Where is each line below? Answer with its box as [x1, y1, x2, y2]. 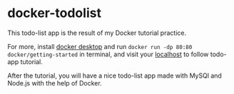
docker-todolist [7, 5, 102, 21]
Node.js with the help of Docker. [7, 78, 102, 87]
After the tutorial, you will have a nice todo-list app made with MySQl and [7, 71, 223, 80]
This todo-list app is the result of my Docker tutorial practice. [7, 28, 187, 37]
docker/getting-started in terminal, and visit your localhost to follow [7, 50, 209, 58]
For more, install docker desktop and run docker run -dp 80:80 [7, 42, 193, 51]
